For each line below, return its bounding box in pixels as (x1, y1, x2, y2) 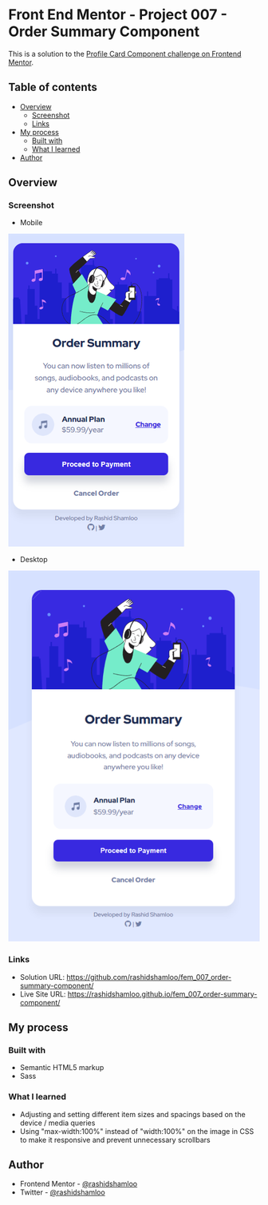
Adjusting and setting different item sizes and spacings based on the (19, 1109, 246, 1119)
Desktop (19, 555, 48, 565)
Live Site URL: (19, 989, 66, 999)
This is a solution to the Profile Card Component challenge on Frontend (8, 49, 242, 58)
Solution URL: (19, 972, 65, 981)
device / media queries (19, 1118, 96, 1128)
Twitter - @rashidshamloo (19, 1187, 105, 1197)
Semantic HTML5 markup (19, 1063, 104, 1072)
